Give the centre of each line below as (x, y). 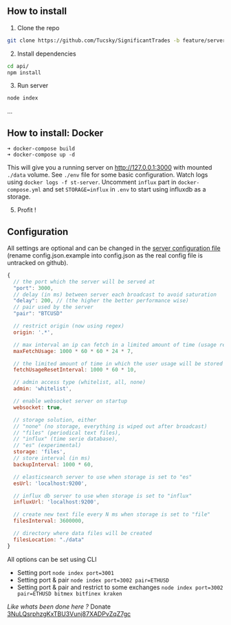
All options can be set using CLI (52, 559)
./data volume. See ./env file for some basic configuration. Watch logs (108, 175)
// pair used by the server (54, 307)
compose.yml (24, 190)
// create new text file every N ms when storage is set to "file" (112, 514)
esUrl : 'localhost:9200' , (51, 484)
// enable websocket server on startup (70, 401)
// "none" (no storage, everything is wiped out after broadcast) (110, 426)
